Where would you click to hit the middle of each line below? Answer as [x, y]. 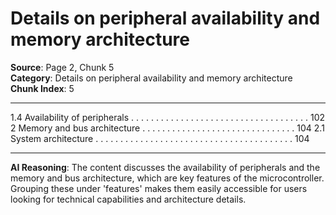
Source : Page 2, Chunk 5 [62, 67]
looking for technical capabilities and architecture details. [128, 199]
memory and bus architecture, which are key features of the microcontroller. [167, 178]
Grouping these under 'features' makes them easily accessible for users [159, 188]
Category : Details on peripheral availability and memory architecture [151, 78]
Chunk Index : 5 [42, 88]
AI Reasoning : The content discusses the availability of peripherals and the [165, 167]
